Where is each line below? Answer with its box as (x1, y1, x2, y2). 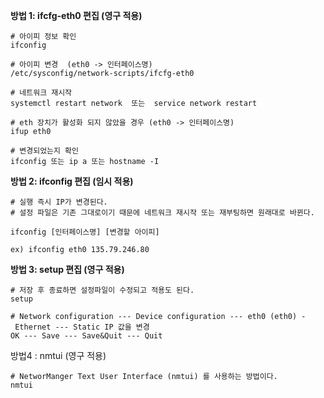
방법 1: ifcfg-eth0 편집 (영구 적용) (10, 10, 143, 21)
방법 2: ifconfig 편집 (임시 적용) (10, 175, 134, 187)
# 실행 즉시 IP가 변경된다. (10, 197, 108, 207)
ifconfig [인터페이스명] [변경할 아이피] (10, 227, 160, 237)
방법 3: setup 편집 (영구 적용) (10, 264, 125, 275)
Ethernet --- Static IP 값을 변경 (14, 322, 150, 332)
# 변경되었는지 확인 (10, 146, 79, 156)
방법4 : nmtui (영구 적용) (10, 350, 107, 361)
